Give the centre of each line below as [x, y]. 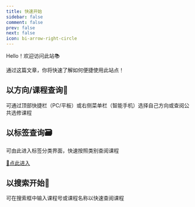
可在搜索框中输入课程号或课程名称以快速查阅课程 [65, 198]
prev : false [20, 28]
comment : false [25, 22]
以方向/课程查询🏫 [37, 90]
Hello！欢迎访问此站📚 [33, 56]
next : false [20, 33]
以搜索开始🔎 [28, 183]
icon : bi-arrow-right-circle [42, 38]
